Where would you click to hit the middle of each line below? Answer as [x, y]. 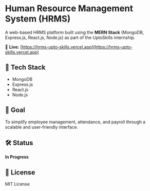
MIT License [18, 184]
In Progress [17, 157]
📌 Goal [15, 110]
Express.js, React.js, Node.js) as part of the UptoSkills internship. [70, 38]
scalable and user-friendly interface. [42, 127]
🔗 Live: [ [14, 47]
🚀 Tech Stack [25, 67]
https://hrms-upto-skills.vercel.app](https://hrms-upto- [77, 47]
